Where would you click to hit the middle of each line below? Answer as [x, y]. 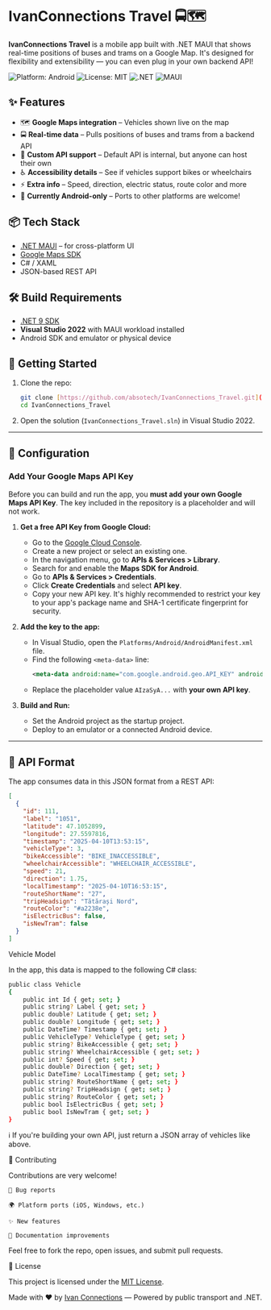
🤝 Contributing [33, 1160]
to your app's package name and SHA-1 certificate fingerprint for [140, 602]
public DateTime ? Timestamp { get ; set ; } [95, 1029]
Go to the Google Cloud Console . [87, 543]
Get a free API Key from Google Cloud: [85, 526]
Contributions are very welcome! [63, 1175]
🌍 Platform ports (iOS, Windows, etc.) [77, 1206]
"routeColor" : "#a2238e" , [67, 909]
